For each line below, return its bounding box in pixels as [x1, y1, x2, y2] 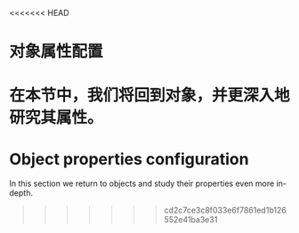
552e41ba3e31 [164, 214, 218, 225]
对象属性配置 [9, 42, 104, 61]
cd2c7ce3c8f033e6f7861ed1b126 [164, 205, 287, 216]
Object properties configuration [9, 149, 249, 169]
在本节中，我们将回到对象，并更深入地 [9, 85, 291, 106]
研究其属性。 [9, 108, 104, 128]
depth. [9, 188, 34, 198]
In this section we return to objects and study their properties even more [9, 178, 275, 189]
